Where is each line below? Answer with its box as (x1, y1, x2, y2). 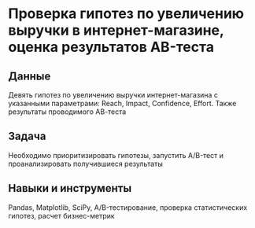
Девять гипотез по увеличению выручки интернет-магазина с (8, 90, 219, 99)
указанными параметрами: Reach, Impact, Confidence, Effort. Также (8, 99, 237, 108)
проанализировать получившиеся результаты (8, 159, 163, 168)
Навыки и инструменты (8, 182, 132, 195)
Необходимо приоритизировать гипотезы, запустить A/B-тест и (8, 150, 224, 160)
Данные (8, 69, 51, 83)
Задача (8, 130, 46, 143)
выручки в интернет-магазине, (8, 21, 224, 39)
